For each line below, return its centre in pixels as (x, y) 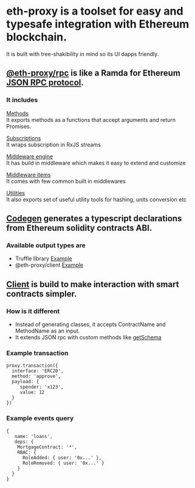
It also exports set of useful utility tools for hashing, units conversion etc (97, 199)
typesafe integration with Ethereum (98, 24)
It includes (22, 100)
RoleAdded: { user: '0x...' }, (62, 458)
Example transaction (37, 353)
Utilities (16, 193)
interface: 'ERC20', (38, 371)
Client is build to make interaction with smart (93, 284)
